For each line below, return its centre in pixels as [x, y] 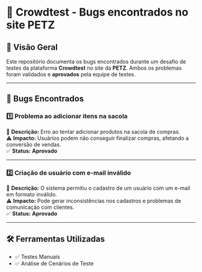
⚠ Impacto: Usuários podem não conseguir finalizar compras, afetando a [98, 138]
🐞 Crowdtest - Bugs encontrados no [97, 12]
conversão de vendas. [34, 144]
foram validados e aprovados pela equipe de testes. [71, 74]
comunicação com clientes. [40, 207]
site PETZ [31, 25]
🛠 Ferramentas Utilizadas [56, 239]
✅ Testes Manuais [37, 256]
